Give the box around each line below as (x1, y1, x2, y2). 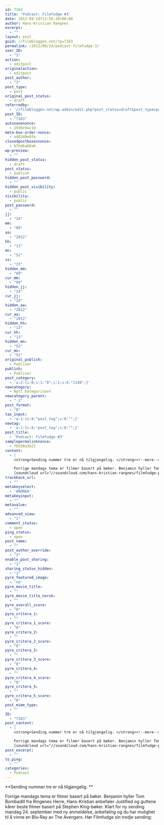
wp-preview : (5, 148, 29, 153)
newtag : (5, 421, 21, 426)
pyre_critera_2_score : (5, 639, 51, 644)
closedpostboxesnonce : (5, 139, 51, 144)
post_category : (5, 375, 36, 380)
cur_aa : (5, 312, 21, 317)
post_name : (5, 539, 27, 544)
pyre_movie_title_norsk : (5, 593, 56, 598)
